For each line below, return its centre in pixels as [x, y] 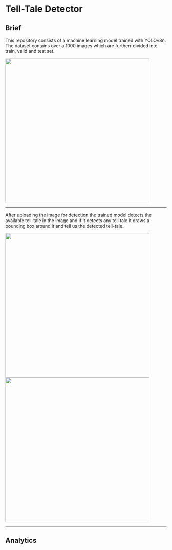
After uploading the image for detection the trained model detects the [79, 215]
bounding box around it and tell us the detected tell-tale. [64, 226]
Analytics [21, 540]
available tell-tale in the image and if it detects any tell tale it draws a [78, 221]
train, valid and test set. [30, 51]
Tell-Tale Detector [44, 9]
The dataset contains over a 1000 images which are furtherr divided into [81, 46]
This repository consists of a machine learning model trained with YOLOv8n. [86, 40]
